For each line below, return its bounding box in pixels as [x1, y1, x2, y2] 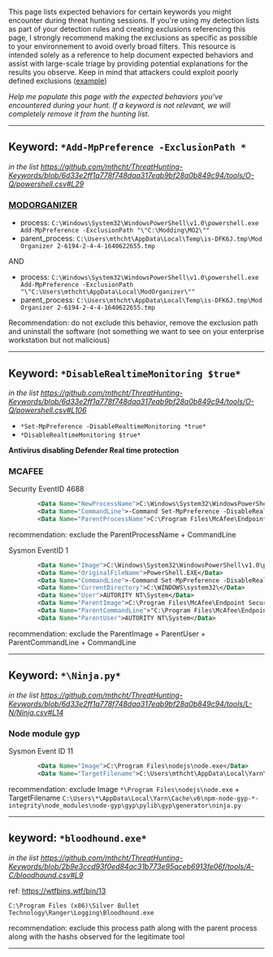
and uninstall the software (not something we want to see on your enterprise [8, 327, 265, 337]
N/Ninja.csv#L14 [8, 707, 63, 717]
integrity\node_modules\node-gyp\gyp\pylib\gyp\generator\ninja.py [8, 801, 242, 810]
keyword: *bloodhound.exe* [8, 831, 148, 845]
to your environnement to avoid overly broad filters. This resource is [8, 41, 236, 51]
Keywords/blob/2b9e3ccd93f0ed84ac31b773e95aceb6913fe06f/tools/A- [8, 861, 254, 871]
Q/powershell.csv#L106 [8, 405, 87, 415]
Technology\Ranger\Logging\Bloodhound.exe [8, 908, 154, 917]
